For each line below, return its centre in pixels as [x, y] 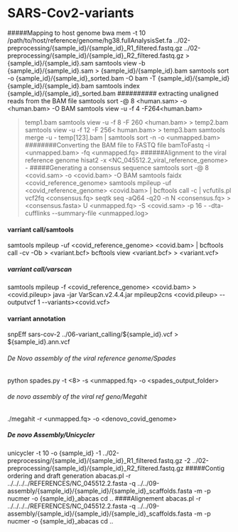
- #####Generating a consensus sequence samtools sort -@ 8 [117, 167]
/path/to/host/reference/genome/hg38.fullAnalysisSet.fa [90, 40]
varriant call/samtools [41, 229]
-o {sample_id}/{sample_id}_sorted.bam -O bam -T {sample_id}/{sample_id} [119, 78]
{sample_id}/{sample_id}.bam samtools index [74, 85]
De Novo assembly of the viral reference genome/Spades [92, 358]
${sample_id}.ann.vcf [39, 342]
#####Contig [205, 468]
